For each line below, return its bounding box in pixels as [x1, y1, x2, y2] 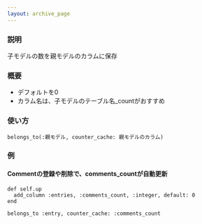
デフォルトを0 [17, 88, 59, 96]
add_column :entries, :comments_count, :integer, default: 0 [13, 191, 196, 199]
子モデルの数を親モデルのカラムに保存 [7, 52, 117, 60]
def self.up [7, 186, 42, 193]
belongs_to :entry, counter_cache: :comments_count [7, 210, 161, 217]
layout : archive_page [7, 10, 71, 17]
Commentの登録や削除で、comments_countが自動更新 [7, 170, 168, 178]
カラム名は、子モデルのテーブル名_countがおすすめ [17, 97, 166, 105]
